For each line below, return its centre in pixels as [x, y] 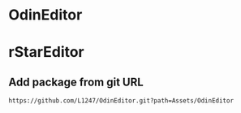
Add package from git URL [76, 82]
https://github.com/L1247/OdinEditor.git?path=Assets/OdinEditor [121, 101]
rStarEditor [47, 52]
